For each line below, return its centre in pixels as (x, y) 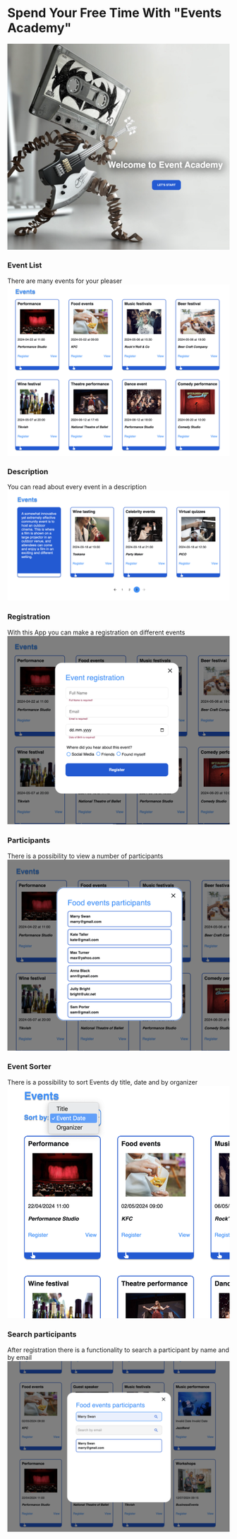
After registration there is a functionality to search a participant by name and (118, 1350)
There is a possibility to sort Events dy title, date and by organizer (103, 1082)
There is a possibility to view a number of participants (85, 856)
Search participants (42, 1334)
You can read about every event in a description (77, 487)
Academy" (39, 28)
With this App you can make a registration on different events (96, 632)
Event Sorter (29, 1067)
